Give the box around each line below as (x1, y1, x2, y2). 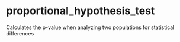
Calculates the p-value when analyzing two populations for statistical (6, 24, 175, 31)
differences (6, 30, 34, 37)
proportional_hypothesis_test (6, 4, 155, 18)
